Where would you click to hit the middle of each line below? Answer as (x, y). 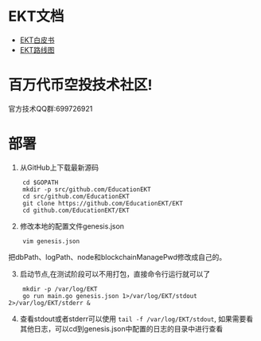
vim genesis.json (51, 241)
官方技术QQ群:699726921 (51, 108)
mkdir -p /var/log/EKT (60, 289)
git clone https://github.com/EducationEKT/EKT (103, 203)
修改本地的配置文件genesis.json (72, 226)
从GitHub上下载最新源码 (59, 167)
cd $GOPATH (41, 182)
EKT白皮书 (37, 40)
